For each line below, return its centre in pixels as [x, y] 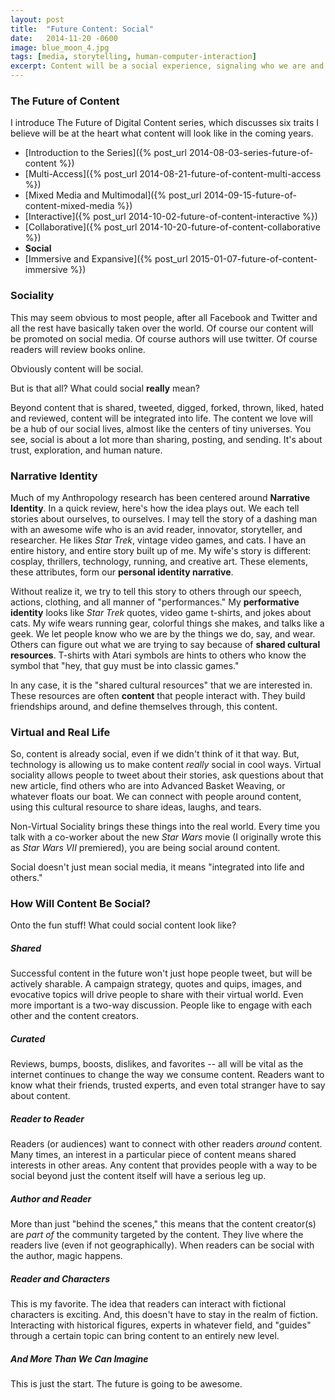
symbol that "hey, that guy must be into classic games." [125, 665]
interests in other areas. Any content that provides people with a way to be [164, 1165]
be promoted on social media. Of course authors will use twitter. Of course [164, 338]
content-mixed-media [69, 206]
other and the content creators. [75, 1016]
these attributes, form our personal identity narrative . [122, 572]
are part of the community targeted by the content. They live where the [157, 1235]
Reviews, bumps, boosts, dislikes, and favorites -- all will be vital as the [157, 1064]
